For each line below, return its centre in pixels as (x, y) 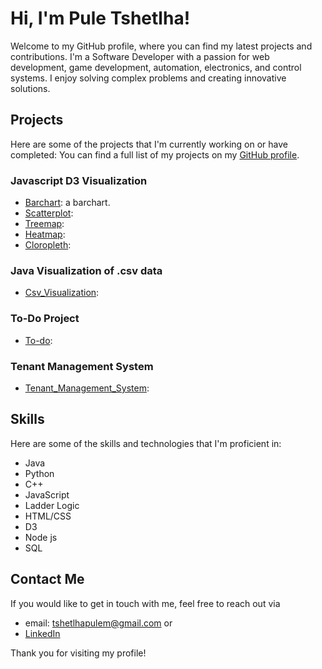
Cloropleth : (48, 245)
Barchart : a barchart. (67, 203)
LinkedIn (42, 633)
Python (39, 473)
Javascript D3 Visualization (79, 180)
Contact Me (47, 579)
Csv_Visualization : (62, 293)
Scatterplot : (49, 213)
